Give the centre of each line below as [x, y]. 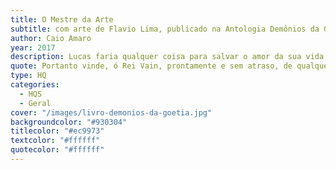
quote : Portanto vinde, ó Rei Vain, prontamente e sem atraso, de [151, 66]
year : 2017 [33, 47]
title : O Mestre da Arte [62, 19]
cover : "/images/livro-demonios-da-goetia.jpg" [111, 112]
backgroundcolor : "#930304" [69, 122]
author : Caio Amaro [51, 38]
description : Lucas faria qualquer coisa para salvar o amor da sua [156, 57]
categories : [35, 85]
